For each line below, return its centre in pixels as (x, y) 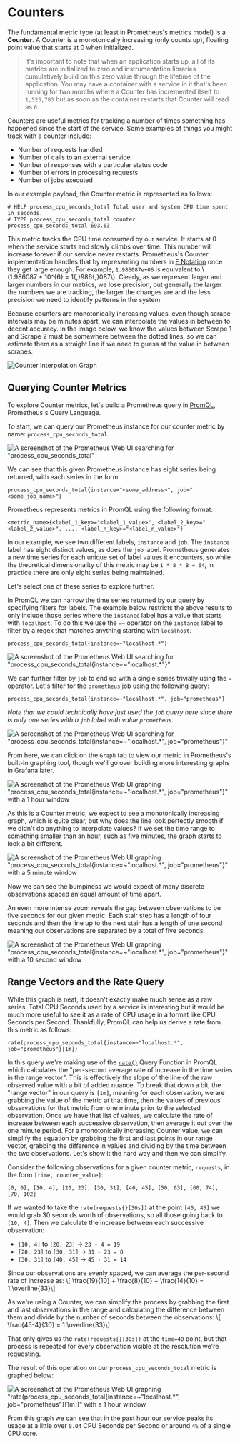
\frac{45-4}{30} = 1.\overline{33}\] (59, 1324)
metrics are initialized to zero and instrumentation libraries (110, 69)
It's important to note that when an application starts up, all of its (120, 61)
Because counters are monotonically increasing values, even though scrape (119, 313)
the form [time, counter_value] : (55, 1174)
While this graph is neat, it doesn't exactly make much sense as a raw (110, 999)
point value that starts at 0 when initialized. (71, 47)
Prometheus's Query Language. (54, 412)
